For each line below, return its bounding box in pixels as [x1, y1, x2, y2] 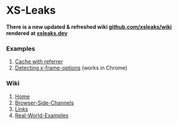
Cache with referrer [14, 58, 63, 65]
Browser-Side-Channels [14, 99, 74, 106]
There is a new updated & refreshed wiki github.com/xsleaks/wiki [6, 23, 172, 30]
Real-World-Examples [14, 111, 68, 119]
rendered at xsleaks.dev [6, 29, 68, 36]
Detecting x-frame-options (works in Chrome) [14, 64, 128, 71]
